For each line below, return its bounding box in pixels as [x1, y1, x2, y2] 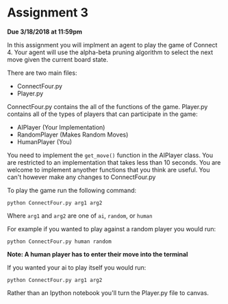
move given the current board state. [7, 55, 108, 63]
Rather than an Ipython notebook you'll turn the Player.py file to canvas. [7, 288, 209, 296]
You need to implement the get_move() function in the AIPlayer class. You [7, 151, 214, 159]
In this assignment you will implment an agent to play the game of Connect [7, 40, 218, 49]
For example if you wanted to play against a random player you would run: [7, 224, 216, 233]
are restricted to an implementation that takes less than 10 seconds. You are [7, 158, 221, 166]
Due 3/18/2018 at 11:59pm [7, 27, 82, 36]
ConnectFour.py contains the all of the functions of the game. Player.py [7, 102, 208, 110]
